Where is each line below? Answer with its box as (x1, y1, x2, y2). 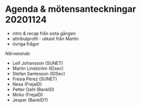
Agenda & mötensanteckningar (5, 3, 137, 15)
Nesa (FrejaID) (12, 81, 42, 87)
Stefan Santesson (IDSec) (12, 70, 66, 76)
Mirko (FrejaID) (12, 92, 43, 98)
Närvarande (5, 51, 30, 56)
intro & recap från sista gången (12, 30, 76, 36)
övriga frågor (12, 41, 40, 47)
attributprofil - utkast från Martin (12, 36, 79, 42)
